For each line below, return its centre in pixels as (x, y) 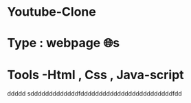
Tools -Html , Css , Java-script (95, 75)
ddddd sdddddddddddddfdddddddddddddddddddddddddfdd (94, 93)
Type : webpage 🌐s (64, 43)
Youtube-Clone (52, 12)
